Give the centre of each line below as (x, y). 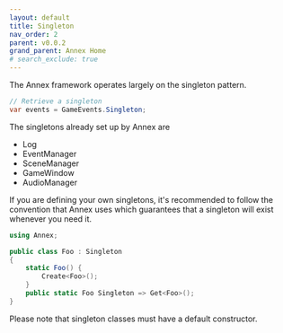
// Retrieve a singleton (56, 101)
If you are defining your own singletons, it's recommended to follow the (141, 199)
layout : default (40, 18)
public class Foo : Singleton (66, 251)
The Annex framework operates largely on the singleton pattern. (128, 85)
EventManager (49, 153)
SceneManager (51, 163)
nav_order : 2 (34, 34)
